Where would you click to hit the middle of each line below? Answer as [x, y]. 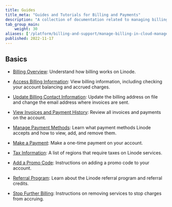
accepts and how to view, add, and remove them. [64, 133]
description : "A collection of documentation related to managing [78, 19]
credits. [21, 183]
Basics [16, 59]
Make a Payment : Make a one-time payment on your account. [78, 143]
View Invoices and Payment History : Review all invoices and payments [87, 112]
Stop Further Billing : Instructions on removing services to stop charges [87, 193]
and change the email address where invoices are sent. [71, 102]
